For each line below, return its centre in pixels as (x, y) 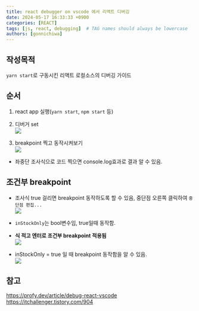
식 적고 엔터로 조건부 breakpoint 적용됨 (60, 235)
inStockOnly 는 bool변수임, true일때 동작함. (65, 222)
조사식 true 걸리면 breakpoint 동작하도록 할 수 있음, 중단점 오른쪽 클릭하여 (101, 197)
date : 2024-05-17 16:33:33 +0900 (48, 17)
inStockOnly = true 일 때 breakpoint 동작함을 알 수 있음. (81, 254)
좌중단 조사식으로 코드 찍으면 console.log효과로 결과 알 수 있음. (88, 161)
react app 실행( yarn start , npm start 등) (64, 111)
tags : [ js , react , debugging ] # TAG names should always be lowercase (97, 28)
